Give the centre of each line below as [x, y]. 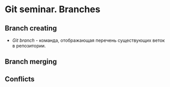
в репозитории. [29, 46]
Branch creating [31, 28]
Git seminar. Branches [53, 9]
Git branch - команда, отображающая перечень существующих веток [89, 40]
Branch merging [31, 62]
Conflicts [20, 79]
